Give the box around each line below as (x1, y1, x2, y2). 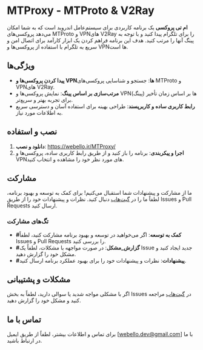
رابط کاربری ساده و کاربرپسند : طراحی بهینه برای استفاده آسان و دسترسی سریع (15, 103, 195, 110)
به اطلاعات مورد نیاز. (15, 109, 63, 116)
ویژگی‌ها (7, 61, 35, 71)
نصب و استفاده (7, 127, 57, 137)
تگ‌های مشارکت (7, 217, 49, 226)
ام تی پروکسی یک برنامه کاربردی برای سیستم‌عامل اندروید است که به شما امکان (7, 24, 188, 31)
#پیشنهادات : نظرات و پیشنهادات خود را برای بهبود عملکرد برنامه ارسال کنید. (15, 257, 187, 264)
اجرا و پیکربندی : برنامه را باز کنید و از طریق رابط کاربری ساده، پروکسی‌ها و (15, 149, 184, 156)
